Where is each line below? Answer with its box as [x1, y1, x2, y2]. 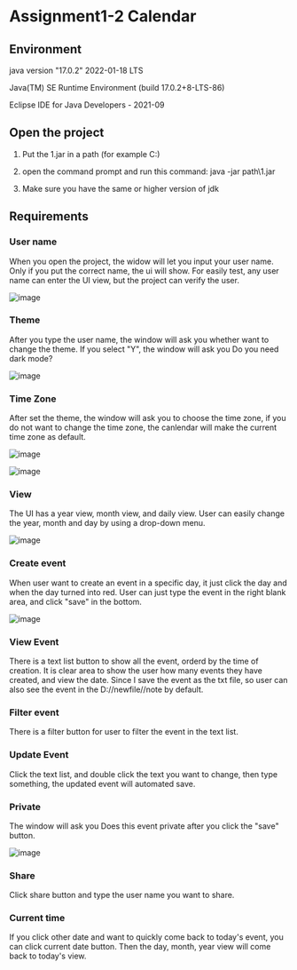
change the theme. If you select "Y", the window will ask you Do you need [9, 344, 279, 354]
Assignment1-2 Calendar [9, 6, 197, 27]
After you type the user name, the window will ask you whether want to [9, 334, 270, 345]
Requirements [9, 209, 89, 224]
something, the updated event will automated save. [9, 778, 196, 789]
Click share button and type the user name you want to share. [9, 890, 235, 901]
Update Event [9, 749, 69, 761]
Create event [9, 557, 66, 569]
